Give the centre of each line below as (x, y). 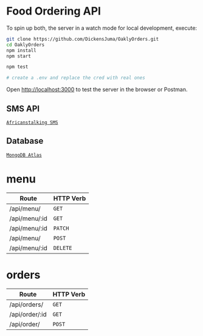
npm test (17, 67)
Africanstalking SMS (33, 123)
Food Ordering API (54, 11)
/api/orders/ (26, 304)
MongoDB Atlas (24, 155)
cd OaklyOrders (26, 45)
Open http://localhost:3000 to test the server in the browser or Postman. (97, 90)
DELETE (63, 248)
